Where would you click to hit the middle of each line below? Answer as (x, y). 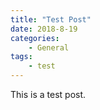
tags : (21, 57)
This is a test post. (48, 94)
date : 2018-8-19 (44, 29)
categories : (35, 38)
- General (49, 47)
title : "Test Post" (51, 19)
